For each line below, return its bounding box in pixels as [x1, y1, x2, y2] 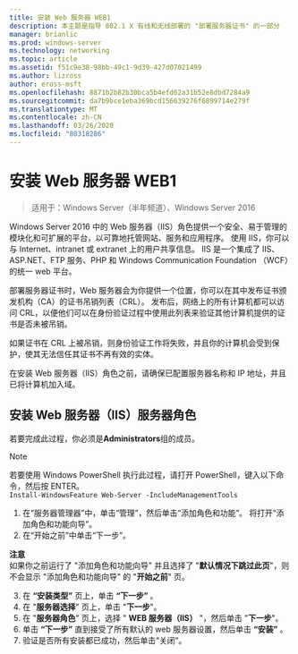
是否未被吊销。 [16, 319, 72, 329]
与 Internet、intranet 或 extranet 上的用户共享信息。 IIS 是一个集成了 [9, 243, 261, 254]
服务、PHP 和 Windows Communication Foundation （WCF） [66, 254, 289, 265]
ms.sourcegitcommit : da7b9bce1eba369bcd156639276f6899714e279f [9, 96, 251, 106]
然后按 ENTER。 [24, 480, 85, 491]
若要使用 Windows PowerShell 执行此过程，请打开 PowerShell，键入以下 [9, 469, 277, 480]
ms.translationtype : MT [9, 105, 98, 114]
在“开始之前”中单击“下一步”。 [21, 530, 132, 540]
